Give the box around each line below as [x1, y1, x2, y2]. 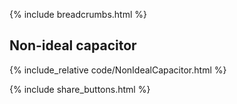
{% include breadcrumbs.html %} [9, 9, 147, 20]
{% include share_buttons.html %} [9, 83, 151, 95]
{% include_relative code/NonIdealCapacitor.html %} [9, 64, 227, 76]
